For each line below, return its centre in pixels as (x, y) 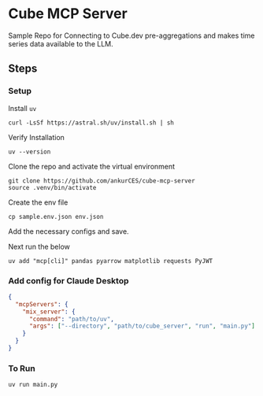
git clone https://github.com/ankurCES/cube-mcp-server (102, 181)
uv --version (30, 152)
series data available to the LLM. (61, 43)
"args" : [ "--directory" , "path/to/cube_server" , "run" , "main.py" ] (142, 326)
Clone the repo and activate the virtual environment (92, 166)
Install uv (22, 108)
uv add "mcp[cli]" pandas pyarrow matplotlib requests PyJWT (111, 261)
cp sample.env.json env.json (56, 217)
